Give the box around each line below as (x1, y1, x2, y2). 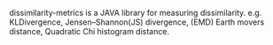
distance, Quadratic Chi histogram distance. (9, 26, 170, 36)
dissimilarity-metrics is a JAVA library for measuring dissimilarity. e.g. (9, 8, 262, 18)
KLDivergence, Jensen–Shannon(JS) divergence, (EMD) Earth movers (9, 17, 265, 27)
